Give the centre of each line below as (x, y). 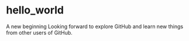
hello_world (35, 10)
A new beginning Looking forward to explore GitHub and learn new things (94, 26)
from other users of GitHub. (39, 32)
